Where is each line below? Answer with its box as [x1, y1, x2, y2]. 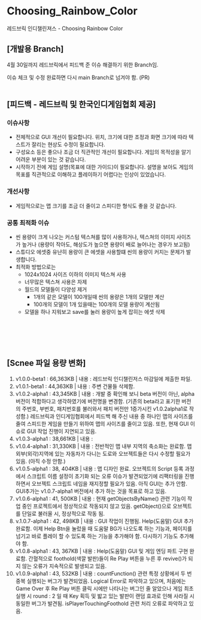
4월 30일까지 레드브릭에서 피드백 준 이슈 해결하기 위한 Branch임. [7, 61, 159, 68]
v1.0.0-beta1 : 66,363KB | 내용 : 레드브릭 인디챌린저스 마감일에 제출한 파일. [15, 375, 192, 382]
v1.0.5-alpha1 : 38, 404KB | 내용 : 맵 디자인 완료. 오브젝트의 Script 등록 [15, 465, 184, 472]
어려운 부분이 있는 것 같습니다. [15, 156, 86, 163]
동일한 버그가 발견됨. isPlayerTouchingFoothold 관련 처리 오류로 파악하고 [15, 600, 188, 607]
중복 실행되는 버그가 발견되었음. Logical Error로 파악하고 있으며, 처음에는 [15, 577, 186, 585]
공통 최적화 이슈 [7, 219, 50, 227]
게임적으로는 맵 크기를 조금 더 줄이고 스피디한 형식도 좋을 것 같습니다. [15, 202, 177, 209]
